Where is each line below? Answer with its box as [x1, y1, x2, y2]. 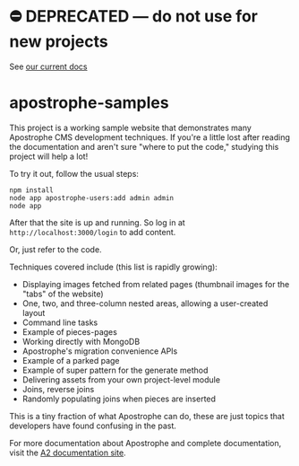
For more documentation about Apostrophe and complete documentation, [9, 437, 282, 448]
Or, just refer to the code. [9, 243, 102, 255]
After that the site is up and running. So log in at [9, 216, 185, 228]
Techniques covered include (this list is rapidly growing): [9, 261, 218, 272]
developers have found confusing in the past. [9, 420, 177, 431]
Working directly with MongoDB [21, 336, 141, 347]
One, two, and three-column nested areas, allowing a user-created [21, 297, 269, 309]
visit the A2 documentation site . [9, 447, 127, 458]
